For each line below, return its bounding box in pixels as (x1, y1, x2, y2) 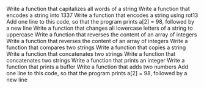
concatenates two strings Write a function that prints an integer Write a (6, 57, 185, 64)
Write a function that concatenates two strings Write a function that (6, 50, 176, 57)
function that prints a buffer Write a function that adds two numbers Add (6, 63, 188, 70)
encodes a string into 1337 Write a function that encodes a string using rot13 (6, 12, 199, 19)
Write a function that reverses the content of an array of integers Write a (6, 38, 188, 44)
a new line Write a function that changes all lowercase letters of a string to (6, 24, 194, 32)
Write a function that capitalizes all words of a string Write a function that (6, 5, 191, 12)
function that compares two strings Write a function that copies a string (6, 44, 186, 51)
